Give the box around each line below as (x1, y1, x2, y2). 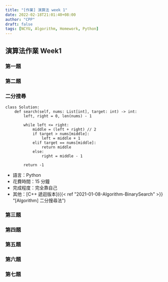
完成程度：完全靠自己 (12, 184, 57, 191)
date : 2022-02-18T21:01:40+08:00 (5, 12, 76, 17)
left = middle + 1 (41, 136, 81, 141)
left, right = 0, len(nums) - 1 (23, 113, 92, 118)
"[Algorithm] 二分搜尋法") (12, 197, 66, 203)
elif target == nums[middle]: (32, 140, 96, 145)
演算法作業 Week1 (5, 46, 62, 55)
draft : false (5, 21, 33, 27)
